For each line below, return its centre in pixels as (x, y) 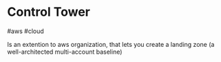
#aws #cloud (26, 31)
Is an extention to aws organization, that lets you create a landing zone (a (111, 44)
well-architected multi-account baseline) (65, 52)
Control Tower (49, 12)
